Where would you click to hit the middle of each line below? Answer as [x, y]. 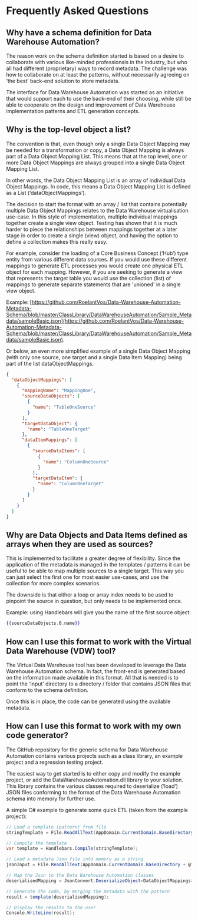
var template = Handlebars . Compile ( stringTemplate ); [72, 849]
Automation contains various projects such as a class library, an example [95, 756]
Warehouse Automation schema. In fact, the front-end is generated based [96, 671]
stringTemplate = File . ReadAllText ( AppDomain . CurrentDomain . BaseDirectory [100, 832]
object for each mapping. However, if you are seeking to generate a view [94, 271]
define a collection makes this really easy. [57, 241]
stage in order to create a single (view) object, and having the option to [92, 235]
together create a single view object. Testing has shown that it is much [92, 223]
